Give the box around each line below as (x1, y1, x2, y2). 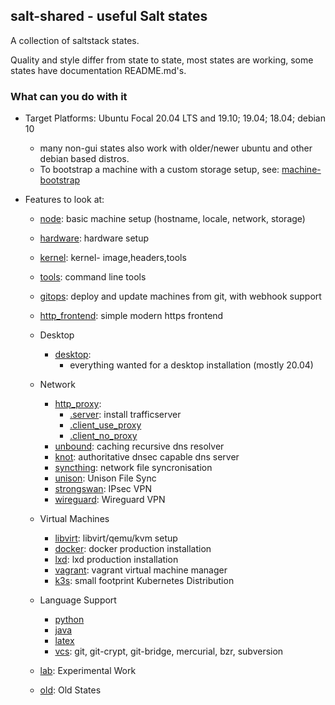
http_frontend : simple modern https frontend (39, 310, 224, 322)
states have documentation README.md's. (10, 64, 187, 76)
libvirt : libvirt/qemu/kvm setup (54, 532, 178, 544)
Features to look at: (24, 194, 105, 206)
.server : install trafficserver (69, 409, 182, 421)
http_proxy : (54, 398, 102, 410)
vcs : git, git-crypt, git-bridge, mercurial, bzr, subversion (54, 645, 284, 658)
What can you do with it (10, 89, 128, 103)
